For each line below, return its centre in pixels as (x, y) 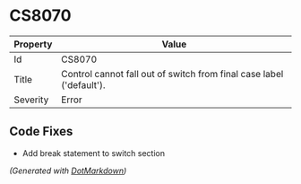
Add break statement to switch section (94, 153)
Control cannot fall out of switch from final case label (172, 74)
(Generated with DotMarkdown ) (68, 171)
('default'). (83, 84)
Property (33, 44)
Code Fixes (41, 131)
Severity (31, 100)
